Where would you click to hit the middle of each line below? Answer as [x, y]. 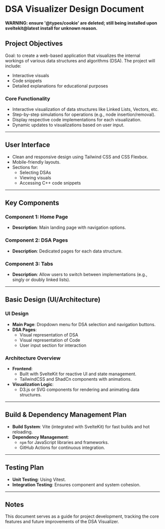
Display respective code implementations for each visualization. [77, 119]
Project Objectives [34, 43]
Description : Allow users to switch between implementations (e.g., [80, 274]
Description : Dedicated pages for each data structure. [67, 251]
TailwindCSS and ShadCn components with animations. [76, 379]
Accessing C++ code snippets [50, 183]
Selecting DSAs [35, 172]
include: [13, 66]
